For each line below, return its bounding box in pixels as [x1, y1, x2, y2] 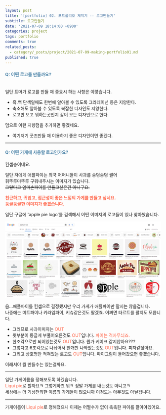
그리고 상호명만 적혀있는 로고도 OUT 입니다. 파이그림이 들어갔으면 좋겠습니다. [12, 351, 161, 357]
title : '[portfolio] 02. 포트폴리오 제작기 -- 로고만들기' [5, 13, 116, 18]
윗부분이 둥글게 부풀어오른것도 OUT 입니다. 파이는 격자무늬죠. [12, 332, 130, 338]
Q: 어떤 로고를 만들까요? [5, 72, 52, 78]
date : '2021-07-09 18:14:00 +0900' [5, 24, 79, 29]
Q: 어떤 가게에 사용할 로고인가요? [5, 149, 69, 155]
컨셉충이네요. [5, 161, 31, 167]
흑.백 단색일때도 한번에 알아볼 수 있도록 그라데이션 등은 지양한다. [12, 99, 137, 105]
